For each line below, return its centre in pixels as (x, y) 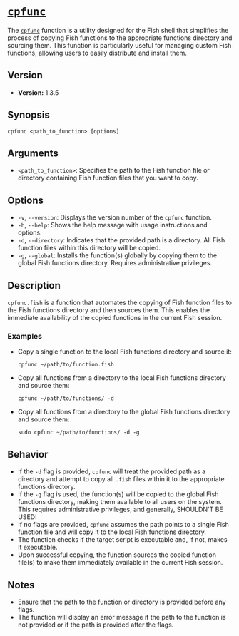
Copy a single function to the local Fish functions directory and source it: (124, 352)
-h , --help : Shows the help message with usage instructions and (112, 225)
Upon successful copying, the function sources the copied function (117, 555)
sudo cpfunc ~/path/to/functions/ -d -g (78, 433)
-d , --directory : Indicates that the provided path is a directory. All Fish (121, 240)
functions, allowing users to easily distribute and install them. (97, 53)
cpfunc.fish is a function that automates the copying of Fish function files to (119, 302)
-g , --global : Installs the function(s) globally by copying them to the (117, 255)
